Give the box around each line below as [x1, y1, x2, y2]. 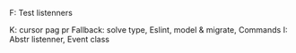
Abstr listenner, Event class [9, 34, 110, 44]
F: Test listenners [9, 8, 74, 18]
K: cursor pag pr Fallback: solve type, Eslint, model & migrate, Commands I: [9, 25, 288, 34]
